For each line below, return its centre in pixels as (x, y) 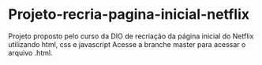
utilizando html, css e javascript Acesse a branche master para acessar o (127, 44)
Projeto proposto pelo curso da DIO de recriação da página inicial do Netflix (131, 36)
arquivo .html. (30, 52)
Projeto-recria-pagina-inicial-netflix (129, 14)
